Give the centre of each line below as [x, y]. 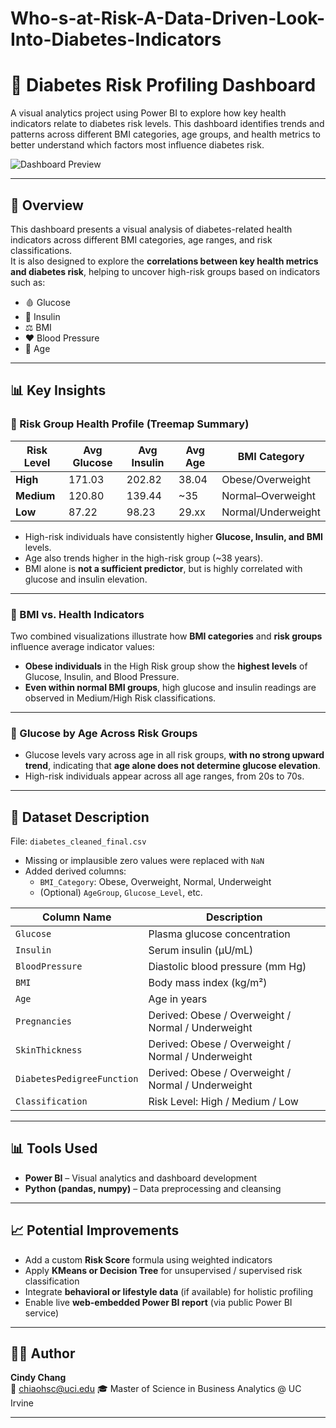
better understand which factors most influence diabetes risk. [137, 145]
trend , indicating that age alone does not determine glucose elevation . [172, 766]
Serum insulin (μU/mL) [201, 950]
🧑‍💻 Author [43, 1353]
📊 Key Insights [58, 390]
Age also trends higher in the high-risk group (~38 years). [144, 558]
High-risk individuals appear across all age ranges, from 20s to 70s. [164, 776]
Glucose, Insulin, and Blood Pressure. [102, 676]
